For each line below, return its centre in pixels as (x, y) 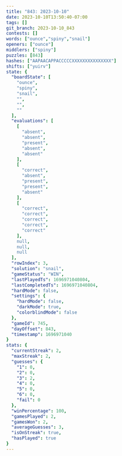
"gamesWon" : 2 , (30, 422)
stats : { (17, 345)
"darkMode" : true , (39, 307)
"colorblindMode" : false (47, 312)
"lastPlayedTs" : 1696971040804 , (51, 279)
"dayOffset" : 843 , (34, 329)
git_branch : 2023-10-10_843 (40, 28)
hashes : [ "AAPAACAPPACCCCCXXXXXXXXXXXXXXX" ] (61, 61)
